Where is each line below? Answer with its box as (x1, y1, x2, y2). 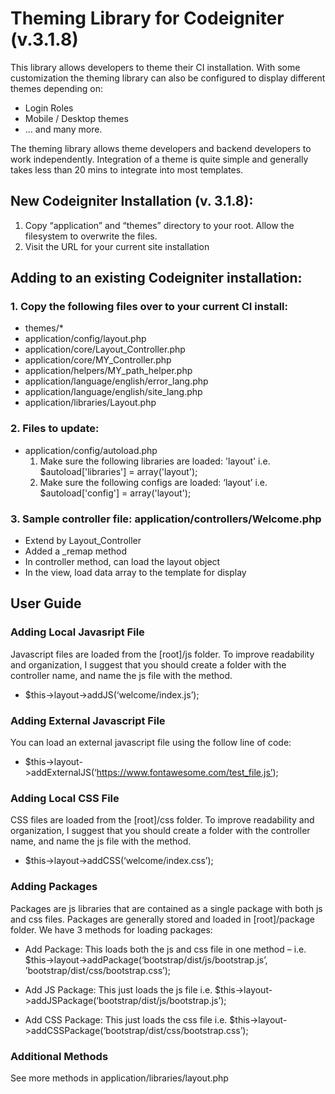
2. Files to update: (10, 422, 100, 436)
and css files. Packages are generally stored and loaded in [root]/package (10, 913, 315, 925)
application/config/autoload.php (24, 444, 158, 456)
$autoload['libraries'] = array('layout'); (39, 465, 198, 477)
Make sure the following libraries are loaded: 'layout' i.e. (39, 455, 271, 467)
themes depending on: (10, 82, 103, 94)
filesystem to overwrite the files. (24, 230, 158, 242)
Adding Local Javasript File (10, 625, 145, 639)
